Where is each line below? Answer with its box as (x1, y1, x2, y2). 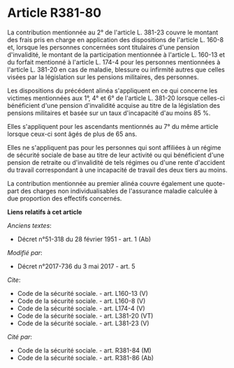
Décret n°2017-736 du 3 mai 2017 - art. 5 (17, 261, 136, 271)
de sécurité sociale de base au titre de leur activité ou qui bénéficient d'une (7, 151, 225, 159)
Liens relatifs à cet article (7, 207, 82, 216)
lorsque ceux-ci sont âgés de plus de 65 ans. (7, 130, 138, 138)
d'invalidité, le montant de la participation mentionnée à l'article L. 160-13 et (7, 50, 225, 59)
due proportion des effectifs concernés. (7, 194, 122, 203)
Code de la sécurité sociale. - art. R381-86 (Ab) (17, 353, 154, 362)
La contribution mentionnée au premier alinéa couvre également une (7, 179, 205, 187)
